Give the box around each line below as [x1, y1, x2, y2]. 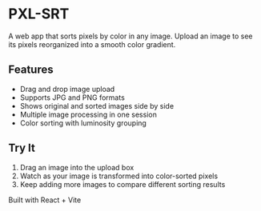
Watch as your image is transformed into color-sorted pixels [19, 171, 219, 181]
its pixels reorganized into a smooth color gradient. [8, 39, 176, 49]
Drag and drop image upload [19, 84, 115, 94]
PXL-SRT [8, 5, 70, 23]
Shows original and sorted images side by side [19, 101, 175, 110]
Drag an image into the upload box [19, 162, 135, 172]
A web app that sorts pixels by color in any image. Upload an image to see [8, 31, 253, 41]
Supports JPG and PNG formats [19, 93, 126, 102]
